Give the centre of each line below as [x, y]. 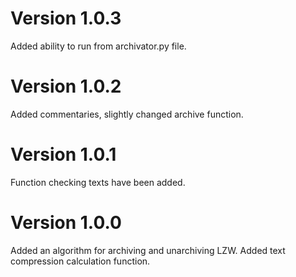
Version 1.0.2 [66, 86]
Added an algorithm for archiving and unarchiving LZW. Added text [148, 250]
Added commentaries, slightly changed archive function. [127, 114]
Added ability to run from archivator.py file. [98, 46]
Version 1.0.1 [63, 154]
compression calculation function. [80, 261]
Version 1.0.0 [66, 223]
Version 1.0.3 [66, 18]
